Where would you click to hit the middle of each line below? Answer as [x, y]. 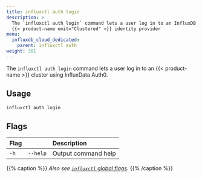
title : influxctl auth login [43, 12]
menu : [13, 34]
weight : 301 [21, 51]
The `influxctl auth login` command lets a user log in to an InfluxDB [104, 23]
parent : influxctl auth [47, 46]
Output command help [84, 153]
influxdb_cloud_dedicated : [46, 40]
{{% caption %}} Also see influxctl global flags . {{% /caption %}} [90, 168]
